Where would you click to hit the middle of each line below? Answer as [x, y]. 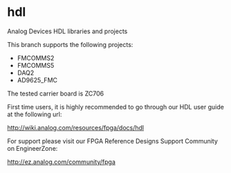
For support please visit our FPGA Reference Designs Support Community [112, 141]
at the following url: [35, 114]
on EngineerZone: [33, 148]
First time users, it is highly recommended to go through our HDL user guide [116, 107]
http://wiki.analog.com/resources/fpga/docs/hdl [75, 127]
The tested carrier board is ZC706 [56, 93]
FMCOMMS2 [36, 58]
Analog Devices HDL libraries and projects [67, 31]
